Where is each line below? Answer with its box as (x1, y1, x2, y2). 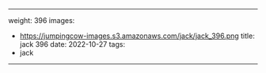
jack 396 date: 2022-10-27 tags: (19, 40, 125, 48)
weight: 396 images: (8, 16, 75, 25)
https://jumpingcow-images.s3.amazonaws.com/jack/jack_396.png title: (19, 31, 255, 40)
